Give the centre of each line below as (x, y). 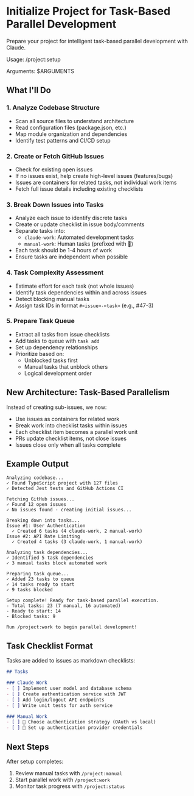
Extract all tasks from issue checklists (62, 334)
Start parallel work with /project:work (63, 780)
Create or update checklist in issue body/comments (80, 224)
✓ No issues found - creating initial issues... (69, 510)
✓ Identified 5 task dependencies (50, 558)
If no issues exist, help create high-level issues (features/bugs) (94, 176)
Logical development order (58, 373)
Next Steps (28, 747)
